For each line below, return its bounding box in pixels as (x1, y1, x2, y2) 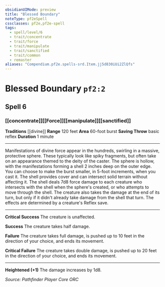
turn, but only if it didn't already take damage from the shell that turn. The (5, 195, 154, 200)
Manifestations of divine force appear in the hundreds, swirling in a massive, (5, 148, 160, 154)
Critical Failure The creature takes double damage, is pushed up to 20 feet (5, 248, 157, 253)
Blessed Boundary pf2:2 (5, 83, 106, 94)
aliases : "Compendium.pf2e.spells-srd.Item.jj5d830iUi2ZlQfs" (5, 62, 135, 67)
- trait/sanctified (9, 48, 50, 53)
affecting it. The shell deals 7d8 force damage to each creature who (5, 179, 142, 184)
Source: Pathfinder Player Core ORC (5, 277, 79, 282)
